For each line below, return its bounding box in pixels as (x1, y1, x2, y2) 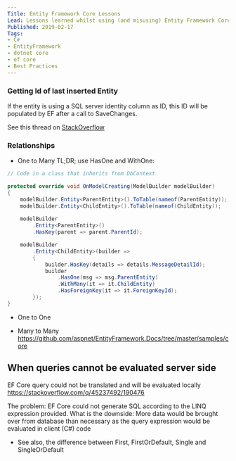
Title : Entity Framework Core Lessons (7, 10, 121, 18)
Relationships (7, 140, 55, 150)
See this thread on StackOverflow (7, 122, 105, 131)
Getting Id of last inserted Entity (7, 86, 118, 96)
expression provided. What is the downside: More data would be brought (7, 409, 218, 417)
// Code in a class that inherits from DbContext (7, 170, 156, 177)
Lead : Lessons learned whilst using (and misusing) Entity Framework (7, 17, 216, 24)
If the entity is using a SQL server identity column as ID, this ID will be (7, 101, 209, 110)
